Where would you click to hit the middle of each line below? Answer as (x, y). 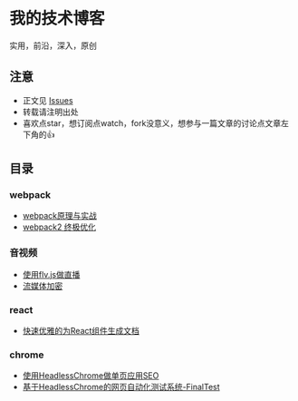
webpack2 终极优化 (59, 227)
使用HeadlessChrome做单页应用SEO (91, 376)
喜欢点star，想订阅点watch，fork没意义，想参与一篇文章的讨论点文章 (152, 122)
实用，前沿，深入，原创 (53, 45)
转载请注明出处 (50, 112)
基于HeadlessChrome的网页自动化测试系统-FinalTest (121, 387)
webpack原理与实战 (59, 216)
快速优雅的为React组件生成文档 (81, 331)
